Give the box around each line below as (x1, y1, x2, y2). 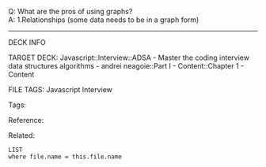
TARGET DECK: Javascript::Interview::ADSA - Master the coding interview (8, 53, 249, 62)
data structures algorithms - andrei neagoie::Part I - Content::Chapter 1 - (8, 61, 245, 70)
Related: (8, 131, 36, 140)
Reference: (8, 116, 44, 124)
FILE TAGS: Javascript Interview (8, 85, 113, 94)
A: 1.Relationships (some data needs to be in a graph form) (8, 15, 199, 24)
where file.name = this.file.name (8, 153, 123, 161)
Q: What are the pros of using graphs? (8, 7, 133, 16)
